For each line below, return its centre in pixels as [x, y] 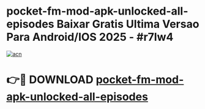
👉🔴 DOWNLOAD [50, 80]
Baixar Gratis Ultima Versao [128, 24]
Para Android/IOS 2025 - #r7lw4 [90, 37]
